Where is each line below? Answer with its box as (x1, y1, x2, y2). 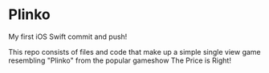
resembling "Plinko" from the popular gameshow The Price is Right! (8, 56, 231, 65)
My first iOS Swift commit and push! (8, 32, 128, 41)
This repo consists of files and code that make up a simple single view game (8, 47, 261, 56)
